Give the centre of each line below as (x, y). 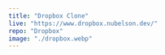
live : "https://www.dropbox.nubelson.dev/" (83, 23)
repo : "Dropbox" (36, 31)
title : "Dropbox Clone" (49, 16)
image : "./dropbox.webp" (50, 38)
